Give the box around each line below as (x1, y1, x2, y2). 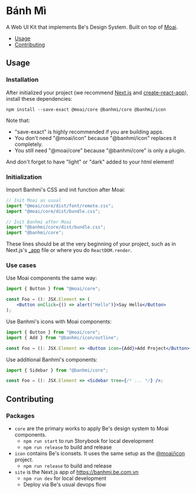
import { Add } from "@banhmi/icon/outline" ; (6, 335, 119, 340)
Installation (6, 76, 39, 84)
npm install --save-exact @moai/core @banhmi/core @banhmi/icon (6, 107, 166, 113)
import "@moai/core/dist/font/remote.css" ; (6, 203, 114, 209)
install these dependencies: (6, 95, 73, 102)
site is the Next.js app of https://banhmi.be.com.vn (14, 469, 139, 476)
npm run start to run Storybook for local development (23, 438, 154, 445)
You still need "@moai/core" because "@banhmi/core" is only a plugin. (14, 147, 186, 154)
